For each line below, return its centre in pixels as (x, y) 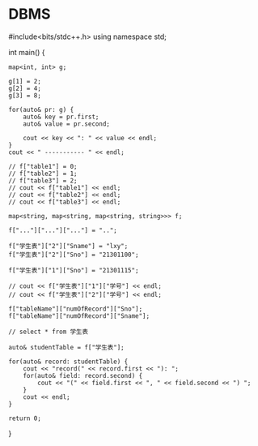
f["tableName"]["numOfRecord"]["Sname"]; (79, 316)
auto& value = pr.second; (67, 124)
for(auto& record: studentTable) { (68, 362)
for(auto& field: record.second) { (83, 375)
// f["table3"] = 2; (43, 180)
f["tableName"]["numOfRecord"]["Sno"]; (76, 309)
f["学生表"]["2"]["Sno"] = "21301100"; (74, 255)
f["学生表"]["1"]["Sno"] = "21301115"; (74, 270)
